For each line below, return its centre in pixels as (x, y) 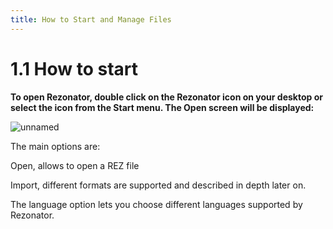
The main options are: (55, 146)
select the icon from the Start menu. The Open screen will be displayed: (162, 107)
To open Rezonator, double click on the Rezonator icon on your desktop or (166, 97)
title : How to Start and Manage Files (91, 19)
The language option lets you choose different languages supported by (156, 204)
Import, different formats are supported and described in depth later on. (158, 185)
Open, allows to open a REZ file (75, 165)
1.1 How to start (74, 68)
